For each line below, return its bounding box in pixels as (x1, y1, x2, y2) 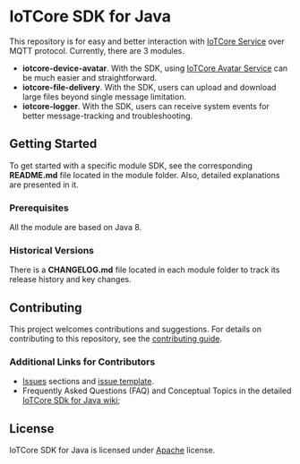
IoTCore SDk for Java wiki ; (21, 395, 121, 406)
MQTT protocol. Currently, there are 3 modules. (9, 45, 185, 56)
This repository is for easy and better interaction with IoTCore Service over (9, 36, 285, 47)
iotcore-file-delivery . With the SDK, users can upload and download (21, 82, 277, 92)
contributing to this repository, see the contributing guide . (9, 333, 222, 344)
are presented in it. (9, 179, 79, 190)
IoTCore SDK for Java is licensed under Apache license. (9, 445, 216, 456)
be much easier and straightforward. (21, 72, 158, 82)
